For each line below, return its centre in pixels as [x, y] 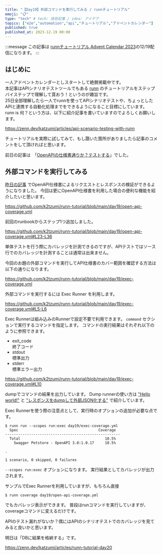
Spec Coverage [63, 430]
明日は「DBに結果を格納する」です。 [42, 537]
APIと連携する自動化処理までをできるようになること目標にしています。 [76, 106]
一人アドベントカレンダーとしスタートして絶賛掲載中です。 [64, 82]
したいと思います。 [28, 196]
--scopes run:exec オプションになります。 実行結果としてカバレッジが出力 [80, 469]
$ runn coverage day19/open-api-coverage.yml [52, 495]
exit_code [22, 341]
